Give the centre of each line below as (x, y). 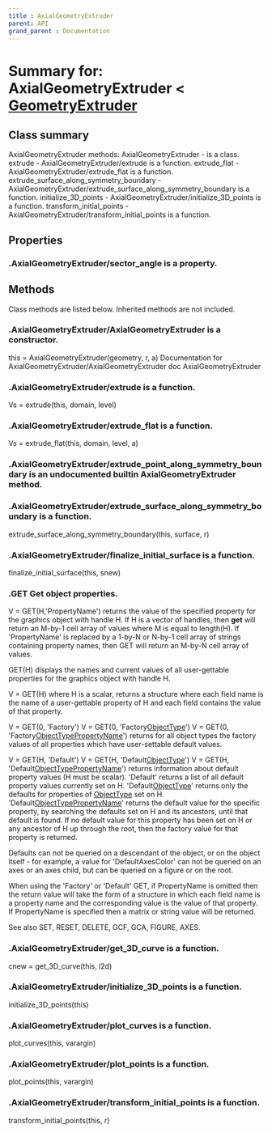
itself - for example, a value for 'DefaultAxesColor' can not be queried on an (135, 862)
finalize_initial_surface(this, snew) (65, 572)
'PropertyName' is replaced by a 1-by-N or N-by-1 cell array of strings (125, 637)
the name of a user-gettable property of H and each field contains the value (135, 703)
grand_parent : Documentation (59, 31)
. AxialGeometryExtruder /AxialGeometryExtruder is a (115, 330)
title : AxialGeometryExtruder (61, 16)
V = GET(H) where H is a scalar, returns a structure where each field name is (136, 694)
